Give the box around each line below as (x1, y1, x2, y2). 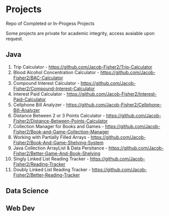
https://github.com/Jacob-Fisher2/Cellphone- (66, 102, 162, 108)
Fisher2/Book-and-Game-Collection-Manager (13, 129, 110, 135)
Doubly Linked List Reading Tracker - (13, 166, 91, 172)
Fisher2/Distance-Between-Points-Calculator (13, 118, 108, 124)
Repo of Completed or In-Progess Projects (6, 20, 95, 26)
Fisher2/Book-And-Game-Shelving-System (13, 139, 104, 145)
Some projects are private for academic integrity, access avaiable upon (6, 30, 155, 36)
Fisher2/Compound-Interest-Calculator (13, 85, 95, 91)
